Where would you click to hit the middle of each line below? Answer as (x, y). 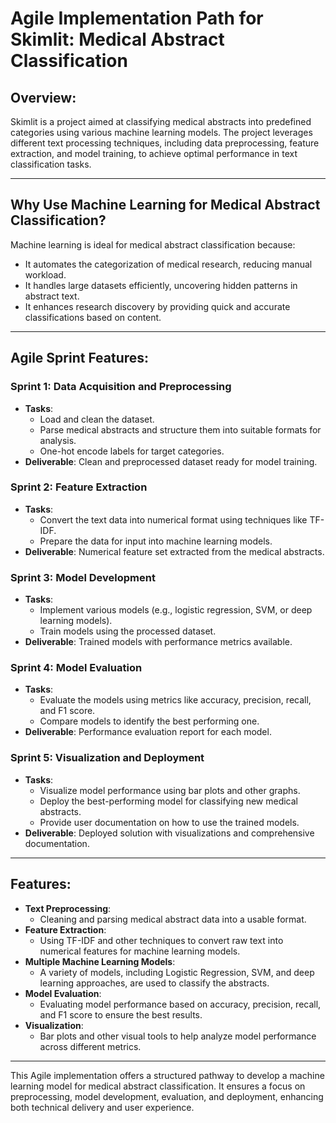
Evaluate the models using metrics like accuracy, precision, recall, (175, 700)
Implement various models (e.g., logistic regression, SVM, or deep (176, 610)
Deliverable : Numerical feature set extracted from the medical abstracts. (174, 551)
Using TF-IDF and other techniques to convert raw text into (161, 940)
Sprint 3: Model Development (83, 577)
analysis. (58, 440)
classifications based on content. (93, 317)
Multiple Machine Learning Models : (100, 961)
